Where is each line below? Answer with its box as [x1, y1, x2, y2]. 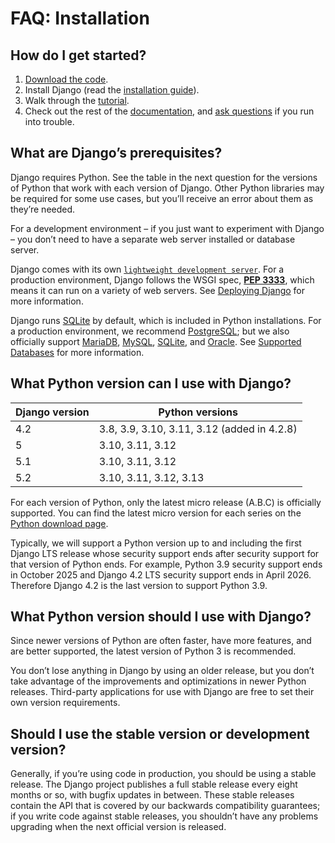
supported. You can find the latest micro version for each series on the [10, 507, 302, 519]
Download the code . [24, 73, 109, 85]
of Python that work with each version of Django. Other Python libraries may [10, 182, 325, 194]
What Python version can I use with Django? [10, 375, 292, 392]
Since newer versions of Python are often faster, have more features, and [10, 635, 312, 647]
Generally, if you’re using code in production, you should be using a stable [10, 768, 317, 780]
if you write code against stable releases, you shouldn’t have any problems [10, 810, 319, 822]
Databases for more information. [10, 346, 145, 358]
